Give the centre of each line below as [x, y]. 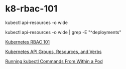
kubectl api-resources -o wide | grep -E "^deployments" [63, 32]
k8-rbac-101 [31, 9]
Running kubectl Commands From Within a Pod [54, 61]
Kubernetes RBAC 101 [28, 42]
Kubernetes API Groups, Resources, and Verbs [53, 51]
